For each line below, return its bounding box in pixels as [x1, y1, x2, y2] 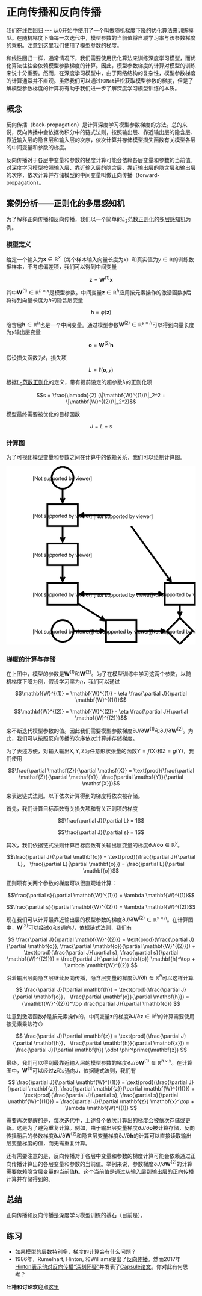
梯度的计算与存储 [6, 655, 56, 664]
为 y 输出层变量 [6, 329, 41, 336]
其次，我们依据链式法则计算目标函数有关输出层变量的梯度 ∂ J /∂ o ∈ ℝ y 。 [6, 840, 183, 849]
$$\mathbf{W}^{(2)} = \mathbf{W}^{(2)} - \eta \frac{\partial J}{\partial [14, 708, 188, 715]
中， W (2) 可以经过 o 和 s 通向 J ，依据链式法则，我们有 [6, 923, 132, 931]
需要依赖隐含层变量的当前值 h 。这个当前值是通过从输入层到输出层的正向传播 [6, 1168, 194, 1175]
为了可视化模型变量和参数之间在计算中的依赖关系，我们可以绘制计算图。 [6, 453, 185, 461]
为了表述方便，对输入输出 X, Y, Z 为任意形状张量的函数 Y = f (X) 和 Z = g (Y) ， [6, 747, 189, 755]
